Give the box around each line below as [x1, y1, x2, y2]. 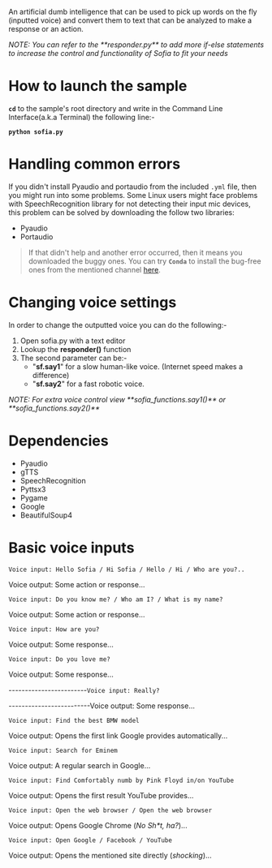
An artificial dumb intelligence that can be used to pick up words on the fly [8, 7, 257, 16]
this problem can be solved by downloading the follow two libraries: [8, 207, 235, 217]
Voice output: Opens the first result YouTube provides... [8, 790, 194, 800]
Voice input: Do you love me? [8, 655, 111, 664]
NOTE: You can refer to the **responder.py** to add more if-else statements [8, 40, 265, 49]
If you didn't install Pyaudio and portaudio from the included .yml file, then [8, 182, 257, 191]
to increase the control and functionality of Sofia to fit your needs [8, 49, 229, 58]
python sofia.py [8, 127, 63, 136]
